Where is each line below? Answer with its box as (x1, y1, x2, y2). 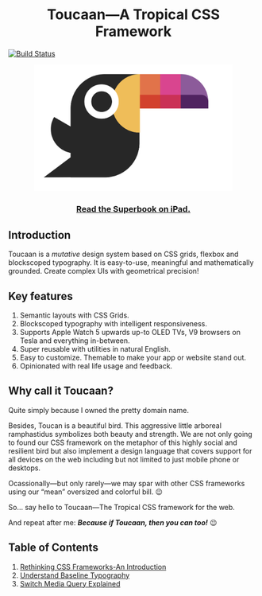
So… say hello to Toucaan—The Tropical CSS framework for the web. (8, 502, 236, 512)
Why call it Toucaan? (8, 384, 114, 398)
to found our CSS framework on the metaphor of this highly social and (8, 438, 238, 447)
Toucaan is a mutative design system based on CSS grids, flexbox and (8, 249, 239, 259)
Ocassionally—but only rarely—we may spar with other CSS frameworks (8, 478, 245, 488)
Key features (8, 289, 73, 303)
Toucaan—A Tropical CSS (46, 6, 221, 24)
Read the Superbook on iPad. (76, 204, 191, 215)
